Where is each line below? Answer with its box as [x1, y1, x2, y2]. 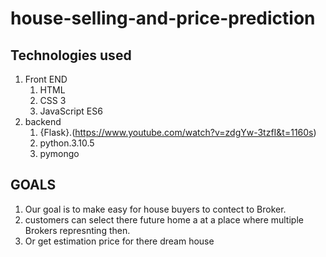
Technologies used [10, 47, 132, 64]
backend [24, 116, 62, 127]
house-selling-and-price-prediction [10, 7, 316, 30]
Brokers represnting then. [24, 224, 131, 236]
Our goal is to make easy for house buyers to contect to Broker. [24, 203, 287, 215]
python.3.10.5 [39, 137, 95, 149]
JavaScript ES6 [39, 105, 103, 117]
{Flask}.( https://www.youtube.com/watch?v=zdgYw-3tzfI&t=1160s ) [39, 127, 317, 138]
